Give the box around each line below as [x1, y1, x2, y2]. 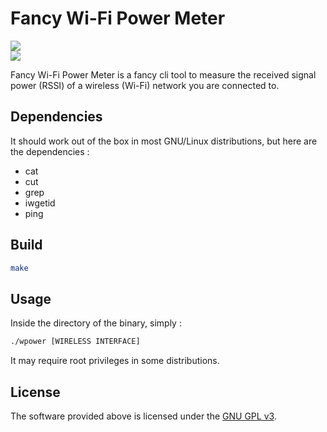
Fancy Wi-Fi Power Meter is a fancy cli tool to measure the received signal [10, 68, 317, 81]
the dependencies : [10, 145, 90, 157]
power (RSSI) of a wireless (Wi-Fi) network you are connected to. [10, 79, 280, 91]
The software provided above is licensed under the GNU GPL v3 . [10, 410, 277, 422]
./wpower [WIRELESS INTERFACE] [10, 337, 141, 347]
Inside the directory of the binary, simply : [10, 317, 182, 329]
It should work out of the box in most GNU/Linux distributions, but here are [10, 135, 318, 147]
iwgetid [24, 197, 56, 209]
